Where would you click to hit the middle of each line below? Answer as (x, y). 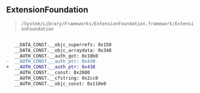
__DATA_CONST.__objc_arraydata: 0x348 (63, 50)
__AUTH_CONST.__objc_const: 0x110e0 (60, 83)
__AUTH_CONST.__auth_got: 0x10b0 (56, 56)
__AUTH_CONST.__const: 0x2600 (52, 73)
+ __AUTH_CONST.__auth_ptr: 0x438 (51, 67)
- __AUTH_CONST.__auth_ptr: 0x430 (51, 61)
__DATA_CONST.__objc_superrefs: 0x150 (63, 44)
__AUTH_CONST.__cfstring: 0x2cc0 (56, 78)
